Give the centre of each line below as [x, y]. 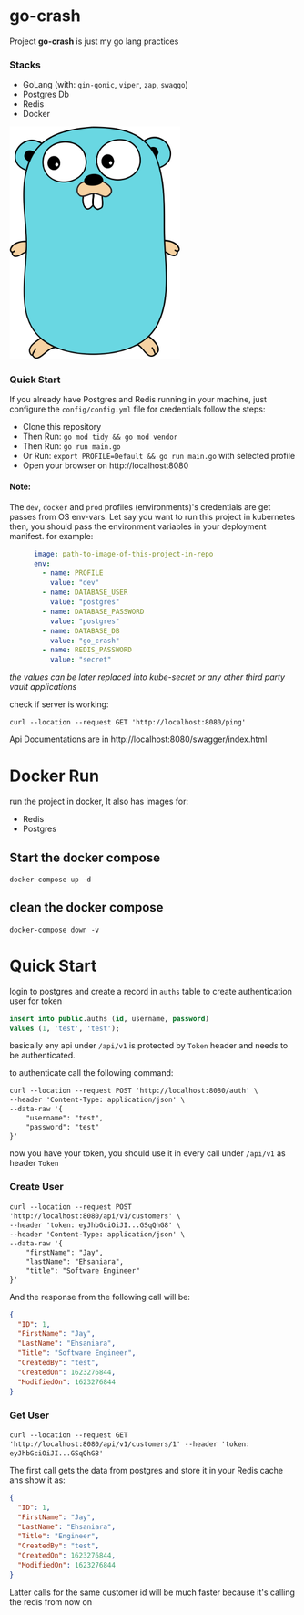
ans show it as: [37, 1480]
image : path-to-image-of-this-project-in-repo [123, 554]
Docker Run [55, 776]
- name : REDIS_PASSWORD [87, 650]
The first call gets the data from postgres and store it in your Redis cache [147, 1470]
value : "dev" [75, 583]
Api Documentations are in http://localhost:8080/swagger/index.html [138, 739]
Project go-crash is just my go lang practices [94, 41]
